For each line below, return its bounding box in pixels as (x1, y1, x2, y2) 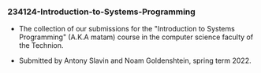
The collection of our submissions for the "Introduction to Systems (18, 24, 236, 34)
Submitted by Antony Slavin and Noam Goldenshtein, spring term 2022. (18, 56, 252, 65)
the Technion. (18, 41, 64, 50)
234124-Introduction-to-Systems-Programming (7, 6, 196, 17)
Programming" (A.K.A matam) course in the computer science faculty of (18, 32, 254, 42)
